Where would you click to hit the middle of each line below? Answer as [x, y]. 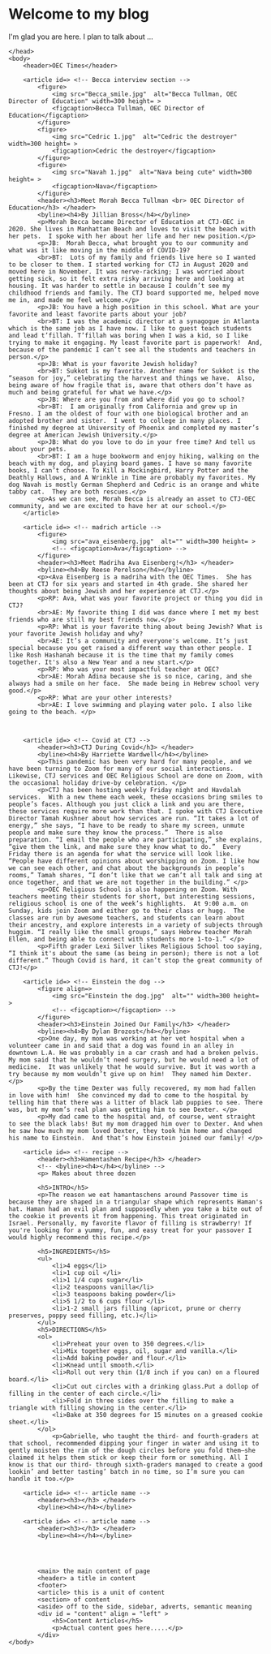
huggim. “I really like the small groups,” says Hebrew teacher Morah [130, 932]
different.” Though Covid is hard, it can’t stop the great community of [136, 960]
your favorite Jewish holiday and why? [76, 634]
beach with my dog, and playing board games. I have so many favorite [130, 463]
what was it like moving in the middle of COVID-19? [99, 250]
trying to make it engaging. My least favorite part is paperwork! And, [136, 342]
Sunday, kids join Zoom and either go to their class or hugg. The [127, 911]
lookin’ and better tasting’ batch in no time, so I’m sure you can [127, 1471]
